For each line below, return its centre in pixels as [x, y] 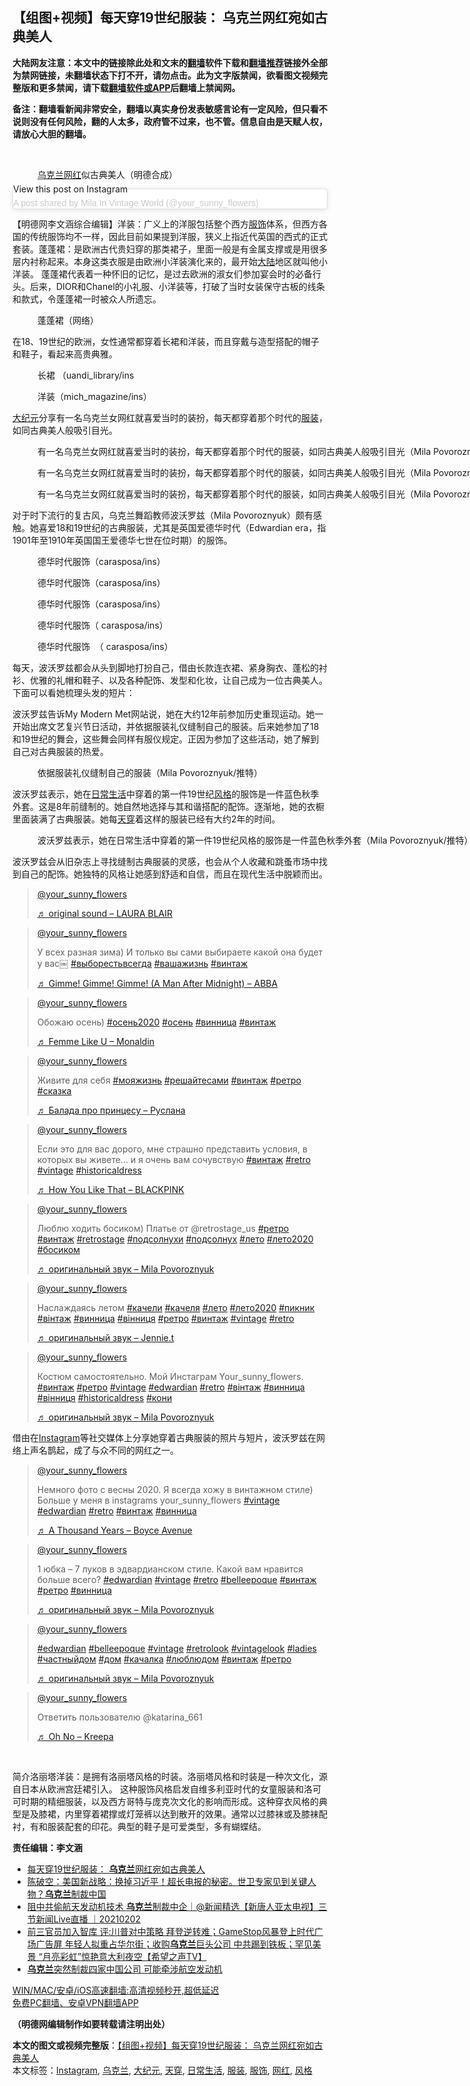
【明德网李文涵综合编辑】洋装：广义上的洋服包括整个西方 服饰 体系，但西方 [165, 224]
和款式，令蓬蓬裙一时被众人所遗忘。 [87, 299]
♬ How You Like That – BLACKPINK [110, 1189]
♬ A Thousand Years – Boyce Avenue [114, 1530]
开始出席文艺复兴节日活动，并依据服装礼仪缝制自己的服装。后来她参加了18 [166, 726]
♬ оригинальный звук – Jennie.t [105, 1337]
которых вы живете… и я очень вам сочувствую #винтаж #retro [174, 1159]
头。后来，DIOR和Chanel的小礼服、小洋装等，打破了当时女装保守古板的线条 [168, 286]
